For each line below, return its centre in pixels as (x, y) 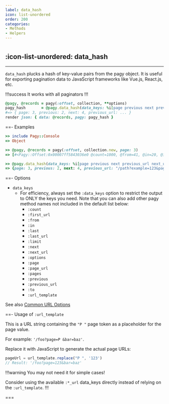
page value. (17, 329)
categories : (18, 24)
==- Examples (20, 127)
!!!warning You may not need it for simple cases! (55, 373)
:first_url (39, 215)
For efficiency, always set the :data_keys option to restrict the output (91, 193)
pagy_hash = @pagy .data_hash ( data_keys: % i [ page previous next (80, 108)
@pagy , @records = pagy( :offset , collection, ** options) (66, 103)
